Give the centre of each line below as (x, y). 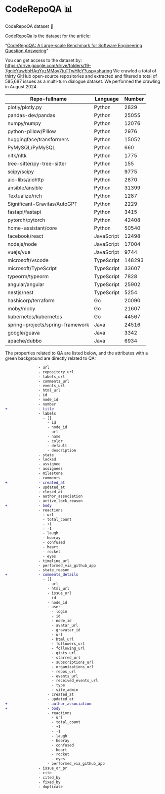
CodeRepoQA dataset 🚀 (29, 26)
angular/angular (26, 284)
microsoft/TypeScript (32, 268)
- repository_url (56, 372)
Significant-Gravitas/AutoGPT (42, 204)
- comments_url (54, 381)
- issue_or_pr (53, 768)
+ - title (30, 409)
